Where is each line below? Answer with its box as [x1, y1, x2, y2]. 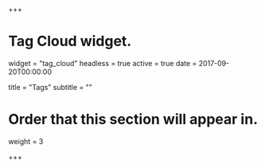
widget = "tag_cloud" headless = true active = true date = [8, 58, 197, 68]
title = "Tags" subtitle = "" [8, 82, 93, 92]
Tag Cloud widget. [8, 33, 132, 50]
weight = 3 [8, 136, 44, 146]
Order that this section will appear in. [8, 111, 259, 128]
